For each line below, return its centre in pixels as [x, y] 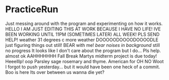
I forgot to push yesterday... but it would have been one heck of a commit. [83, 67]
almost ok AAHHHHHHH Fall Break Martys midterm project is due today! [81, 56]
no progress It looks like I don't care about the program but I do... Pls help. [83, 50]
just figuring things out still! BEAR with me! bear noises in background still [83, 45]
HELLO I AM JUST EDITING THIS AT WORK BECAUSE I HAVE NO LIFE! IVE [83, 29]
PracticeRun [32, 9]
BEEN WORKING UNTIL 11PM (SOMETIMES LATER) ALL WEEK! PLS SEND [82, 34]
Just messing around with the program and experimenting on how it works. [84, 23]
